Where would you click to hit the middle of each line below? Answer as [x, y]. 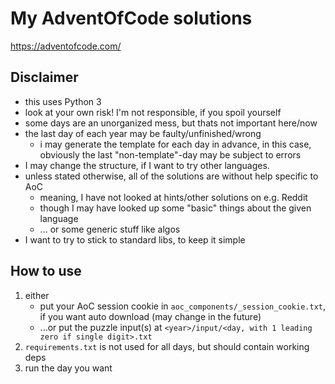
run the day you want [68, 368]
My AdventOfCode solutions [131, 18]
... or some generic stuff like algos [110, 229]
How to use [46, 271]
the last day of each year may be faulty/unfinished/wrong [143, 133]
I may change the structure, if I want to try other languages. [147, 165]
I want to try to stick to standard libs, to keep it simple [135, 239]
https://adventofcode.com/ [66, 46]
